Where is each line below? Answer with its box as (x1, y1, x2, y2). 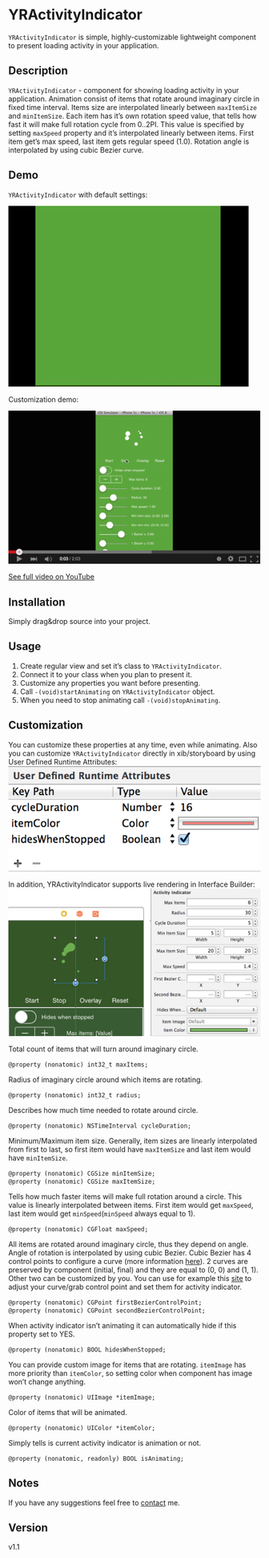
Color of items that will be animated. (8, 1407, 128, 1417)
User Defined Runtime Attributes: (8, 757, 118, 766)
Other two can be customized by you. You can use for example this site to (8, 1273, 252, 1283)
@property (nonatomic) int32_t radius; (8, 1091, 142, 1099)
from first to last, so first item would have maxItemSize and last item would (8, 1144, 251, 1154)
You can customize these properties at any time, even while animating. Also (8, 740, 258, 749)
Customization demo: (8, 394, 78, 404)
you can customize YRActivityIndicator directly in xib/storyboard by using (8, 748, 256, 758)
